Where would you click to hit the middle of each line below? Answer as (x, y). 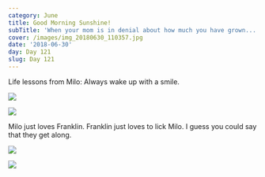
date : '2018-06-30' (40, 45)
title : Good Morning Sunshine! (60, 23)
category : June (33, 15)
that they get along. (40, 135)
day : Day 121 (30, 52)
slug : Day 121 (32, 60)
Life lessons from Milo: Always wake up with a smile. (94, 81)
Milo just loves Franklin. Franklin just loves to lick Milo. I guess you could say (132, 126)
